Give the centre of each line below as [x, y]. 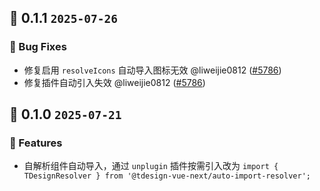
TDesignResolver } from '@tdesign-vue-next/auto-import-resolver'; [167, 176]
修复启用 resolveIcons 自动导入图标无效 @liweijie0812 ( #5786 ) [152, 70]
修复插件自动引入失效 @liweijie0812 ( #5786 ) [114, 82]
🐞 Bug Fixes [38, 47]
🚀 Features [36, 143]
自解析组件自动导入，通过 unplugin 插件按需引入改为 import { [151, 166]
